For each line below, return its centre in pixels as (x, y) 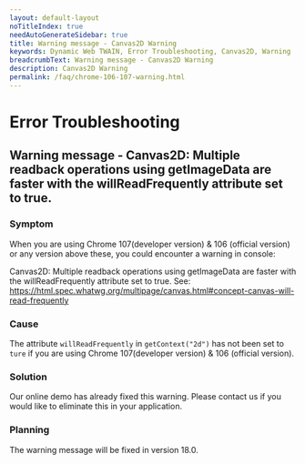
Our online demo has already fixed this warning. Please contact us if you (146, 397)
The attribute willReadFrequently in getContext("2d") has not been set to (147, 343)
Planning (30, 430)
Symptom (31, 224)
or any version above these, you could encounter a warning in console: (142, 253)
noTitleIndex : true (46, 26)
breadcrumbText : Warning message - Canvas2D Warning (112, 60)
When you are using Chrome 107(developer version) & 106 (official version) (150, 244)
